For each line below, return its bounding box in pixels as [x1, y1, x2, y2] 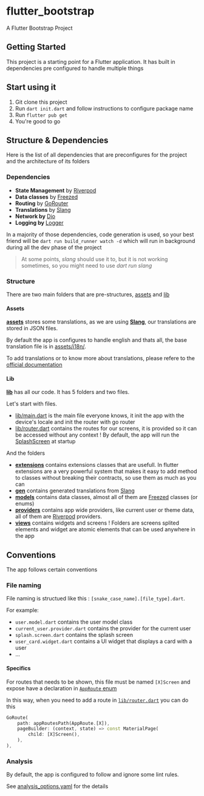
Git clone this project [15, 98, 68, 106]
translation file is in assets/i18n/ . [6, 343, 86, 350]
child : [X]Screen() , [28, 732, 80, 738]
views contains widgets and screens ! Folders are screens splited [15, 519, 179, 526]
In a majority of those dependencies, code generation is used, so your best [6, 231, 194, 238]
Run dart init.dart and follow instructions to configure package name [15, 104, 194, 112]
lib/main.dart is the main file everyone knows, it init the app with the [15, 412, 185, 420]
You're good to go [15, 117, 61, 125]
